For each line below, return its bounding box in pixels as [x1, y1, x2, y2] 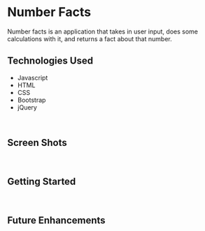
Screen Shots [7, 137, 68, 149]
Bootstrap [17, 96, 46, 104]
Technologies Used [7, 55, 93, 67]
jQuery [17, 103, 37, 112]
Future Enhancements [7, 214, 106, 226]
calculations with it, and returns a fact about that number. [7, 34, 173, 43]
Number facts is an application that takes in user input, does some [7, 27, 198, 36]
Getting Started [7, 175, 76, 187]
